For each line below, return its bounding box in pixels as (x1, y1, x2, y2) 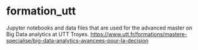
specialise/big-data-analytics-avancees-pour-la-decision (6, 37, 149, 44)
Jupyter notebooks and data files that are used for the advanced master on (6, 24, 193, 31)
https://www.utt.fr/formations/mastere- (90, 30, 188, 37)
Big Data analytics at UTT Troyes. (6, 30, 89, 37)
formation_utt (6, 4, 76, 18)
